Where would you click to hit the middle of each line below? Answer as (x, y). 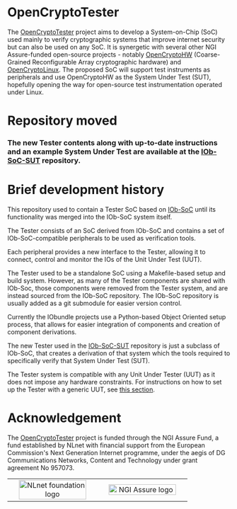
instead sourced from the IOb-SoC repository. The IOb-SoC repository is (113, 295)
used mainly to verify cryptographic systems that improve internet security (116, 39)
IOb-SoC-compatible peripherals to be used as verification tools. (102, 238)
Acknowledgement (64, 418)
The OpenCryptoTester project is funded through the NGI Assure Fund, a (113, 437)
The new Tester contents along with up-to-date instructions (112, 143)
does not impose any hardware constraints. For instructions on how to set (115, 382)
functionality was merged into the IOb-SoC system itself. (90, 217)
